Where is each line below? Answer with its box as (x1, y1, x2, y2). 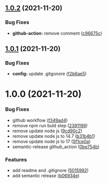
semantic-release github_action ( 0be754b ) (12, 144, 100, 150)
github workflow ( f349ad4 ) (12, 117, 68, 123)
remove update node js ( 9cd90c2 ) (12, 128, 83, 134)
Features (5, 156, 27, 163)
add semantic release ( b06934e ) (12, 173, 80, 179)
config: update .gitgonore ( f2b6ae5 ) (12, 71, 87, 77)
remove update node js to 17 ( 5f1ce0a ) (12, 138, 91, 144)
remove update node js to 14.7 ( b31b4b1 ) (12, 133, 96, 139)
